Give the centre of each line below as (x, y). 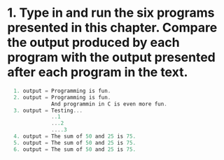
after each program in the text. (98, 72)
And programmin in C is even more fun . (110, 104)
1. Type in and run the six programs (111, 13)
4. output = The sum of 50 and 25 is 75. (75, 137)
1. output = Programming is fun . (62, 91)
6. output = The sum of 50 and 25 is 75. (75, 149)
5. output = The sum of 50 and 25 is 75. (75, 143)
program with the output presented (111, 58)
